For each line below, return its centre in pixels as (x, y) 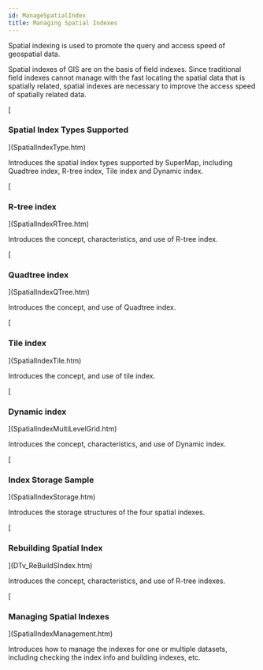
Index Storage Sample (51, 480)
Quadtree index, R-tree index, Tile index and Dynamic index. (106, 171)
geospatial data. (34, 54)
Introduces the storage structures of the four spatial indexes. (107, 512)
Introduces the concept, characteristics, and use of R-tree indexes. (117, 581)
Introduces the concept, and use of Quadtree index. (92, 307)
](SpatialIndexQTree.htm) (49, 292)
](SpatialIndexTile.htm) (45, 360)
